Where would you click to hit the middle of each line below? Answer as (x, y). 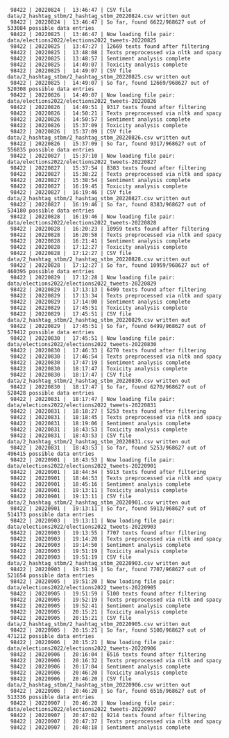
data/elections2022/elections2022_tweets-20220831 (82, 405)
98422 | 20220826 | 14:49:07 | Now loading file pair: (93, 95)
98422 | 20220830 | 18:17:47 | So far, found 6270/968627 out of (108, 387)
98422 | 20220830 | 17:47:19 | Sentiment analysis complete (100, 363)
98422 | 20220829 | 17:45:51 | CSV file (71, 314)
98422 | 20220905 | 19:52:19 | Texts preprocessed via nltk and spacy (116, 600)
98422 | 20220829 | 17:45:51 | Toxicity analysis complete (99, 308)
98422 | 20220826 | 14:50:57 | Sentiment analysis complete (100, 120)
